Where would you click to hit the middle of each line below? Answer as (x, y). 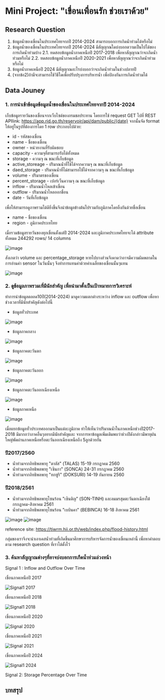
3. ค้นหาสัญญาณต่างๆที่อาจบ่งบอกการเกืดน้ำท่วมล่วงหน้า (58, 557)
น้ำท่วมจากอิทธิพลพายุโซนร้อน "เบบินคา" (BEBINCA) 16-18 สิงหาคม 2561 (76, 509)
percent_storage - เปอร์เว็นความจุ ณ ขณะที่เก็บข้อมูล (58, 181)
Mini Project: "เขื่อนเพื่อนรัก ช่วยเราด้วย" (77, 11)
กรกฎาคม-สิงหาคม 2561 (33, 504)
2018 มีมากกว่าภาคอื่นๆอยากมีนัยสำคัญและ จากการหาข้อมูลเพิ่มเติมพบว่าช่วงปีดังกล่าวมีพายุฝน (81, 434)
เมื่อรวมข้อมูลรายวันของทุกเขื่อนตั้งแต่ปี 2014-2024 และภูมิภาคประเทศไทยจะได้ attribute (80, 233)
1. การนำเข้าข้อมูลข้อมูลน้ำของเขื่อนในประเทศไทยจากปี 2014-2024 (70, 105)
